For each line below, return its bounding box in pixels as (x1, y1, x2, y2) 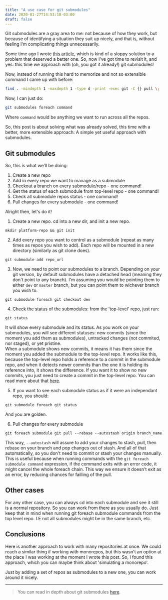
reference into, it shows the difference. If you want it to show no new (5, 367, 147, 373)
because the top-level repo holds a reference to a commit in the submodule (5, 356, 161, 362)
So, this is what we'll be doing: (5, 162, 68, 168)
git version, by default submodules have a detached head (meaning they (12, 271, 162, 277)
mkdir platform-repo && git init (5, 228, 75, 233)
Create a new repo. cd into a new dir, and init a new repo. (12, 218, 130, 224)
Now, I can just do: (5, 95, 43, 101)
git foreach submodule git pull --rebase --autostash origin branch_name (5, 430, 162, 436)
